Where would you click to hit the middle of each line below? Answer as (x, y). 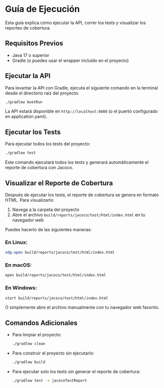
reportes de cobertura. (28, 28)
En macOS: (18, 265)
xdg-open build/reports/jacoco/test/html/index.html (60, 253)
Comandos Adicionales (41, 323)
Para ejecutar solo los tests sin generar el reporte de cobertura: (76, 372)
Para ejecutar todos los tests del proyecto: (48, 144)
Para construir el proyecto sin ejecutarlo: (53, 353)
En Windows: (21, 288)
